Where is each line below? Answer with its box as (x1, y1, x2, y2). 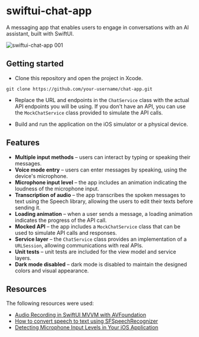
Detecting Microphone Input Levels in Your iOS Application (14, 324, 159, 331)
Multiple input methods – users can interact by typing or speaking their (14, 153, 191, 161)
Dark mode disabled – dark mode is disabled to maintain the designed (14, 260, 187, 268)
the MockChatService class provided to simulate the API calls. (14, 109, 163, 116)
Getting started (6, 59, 64, 69)
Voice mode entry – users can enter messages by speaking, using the (14, 166, 187, 173)
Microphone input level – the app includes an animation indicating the (14, 179, 187, 186)
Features (6, 138, 40, 148)
